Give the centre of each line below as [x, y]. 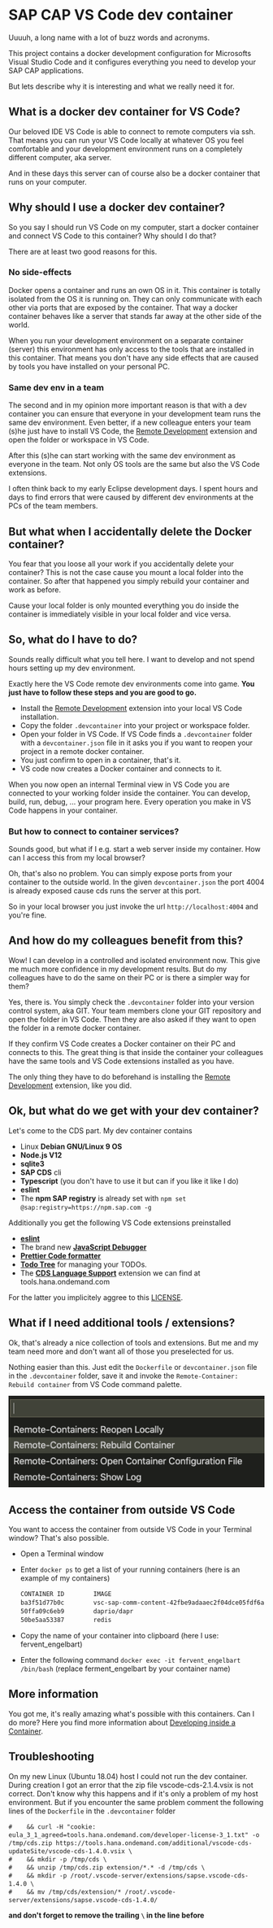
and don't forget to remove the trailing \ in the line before [106, 1915]
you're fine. [28, 915]
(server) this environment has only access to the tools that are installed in [131, 349]
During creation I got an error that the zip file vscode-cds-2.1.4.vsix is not [131, 1785]
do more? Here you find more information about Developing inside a [122, 1722]
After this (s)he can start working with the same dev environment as [122, 456]
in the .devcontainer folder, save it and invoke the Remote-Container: [123, 1376]
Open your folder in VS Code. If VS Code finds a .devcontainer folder [136, 734]
